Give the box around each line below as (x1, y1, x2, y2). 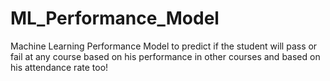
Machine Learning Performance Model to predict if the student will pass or (10, 40, 318, 52)
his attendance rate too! (10, 61, 109, 73)
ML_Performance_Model (10, 7, 220, 30)
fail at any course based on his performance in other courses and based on (10, 50, 321, 62)
